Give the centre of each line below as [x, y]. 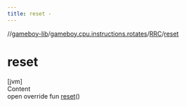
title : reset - [29, 14]
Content [19, 89]
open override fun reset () [44, 96]
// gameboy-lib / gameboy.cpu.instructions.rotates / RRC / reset [93, 34]
